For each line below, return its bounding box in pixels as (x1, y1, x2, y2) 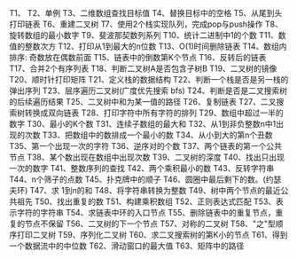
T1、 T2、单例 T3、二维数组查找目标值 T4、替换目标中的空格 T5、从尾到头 (9, 8, 283, 18)
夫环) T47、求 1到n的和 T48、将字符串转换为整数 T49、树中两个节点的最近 (9, 185, 281, 195)
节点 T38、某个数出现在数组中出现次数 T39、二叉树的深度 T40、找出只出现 (9, 152, 285, 162)
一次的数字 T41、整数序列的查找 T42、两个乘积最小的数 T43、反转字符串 (9, 163, 275, 173)
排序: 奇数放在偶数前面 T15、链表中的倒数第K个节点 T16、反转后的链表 (9, 52, 267, 62)
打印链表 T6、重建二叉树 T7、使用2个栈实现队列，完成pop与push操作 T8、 (9, 19, 284, 29)
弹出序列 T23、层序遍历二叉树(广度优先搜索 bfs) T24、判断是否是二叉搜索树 (9, 85, 288, 96)
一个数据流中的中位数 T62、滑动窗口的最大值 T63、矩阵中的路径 (9, 240, 245, 251)
